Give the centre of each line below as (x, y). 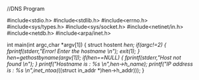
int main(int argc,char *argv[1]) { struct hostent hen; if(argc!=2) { (87, 45)
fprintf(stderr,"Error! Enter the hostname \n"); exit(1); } (73, 51)
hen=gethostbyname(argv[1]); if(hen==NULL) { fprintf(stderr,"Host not (94, 57)
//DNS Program (26, 9)
